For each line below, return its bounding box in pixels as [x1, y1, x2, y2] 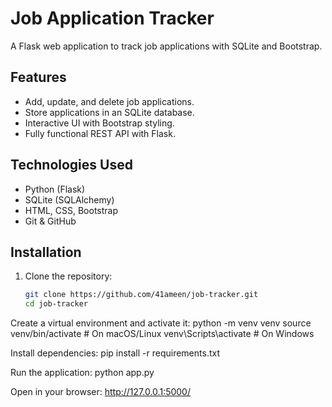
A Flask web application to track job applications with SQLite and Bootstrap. [10, 40, 323, 52]
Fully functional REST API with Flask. [24, 127, 176, 139]
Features [10, 69, 67, 86]
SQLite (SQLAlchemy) [24, 193, 115, 206]
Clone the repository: [24, 270, 113, 282]
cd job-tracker [24, 299, 89, 309]
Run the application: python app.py [10, 367, 155, 379]
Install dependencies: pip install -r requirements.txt [10, 347, 220, 359]
